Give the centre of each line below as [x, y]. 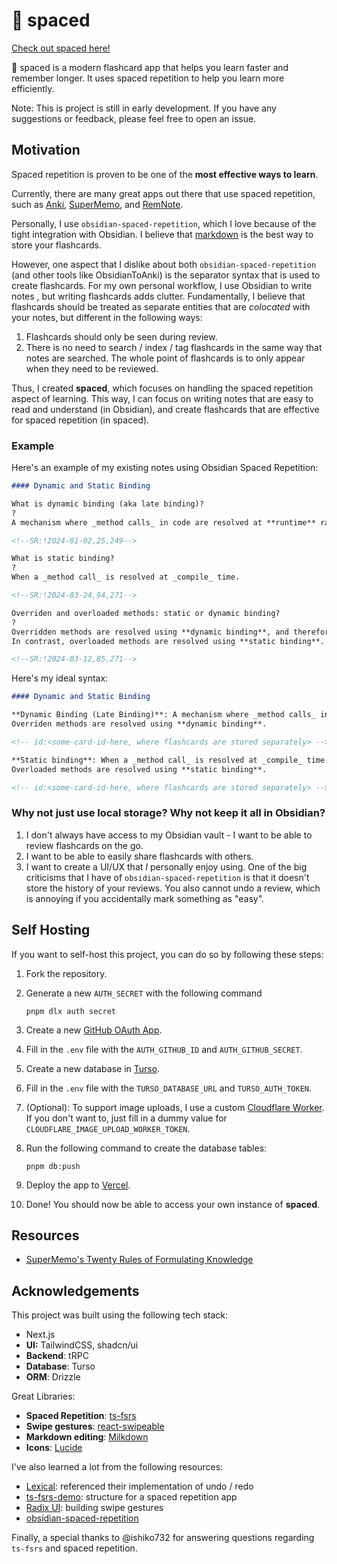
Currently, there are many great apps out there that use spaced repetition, [163, 193]
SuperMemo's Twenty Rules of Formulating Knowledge [139, 1260]
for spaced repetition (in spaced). [80, 420]
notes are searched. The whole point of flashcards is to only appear [165, 358]
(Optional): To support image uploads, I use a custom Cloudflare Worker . [175, 1107]
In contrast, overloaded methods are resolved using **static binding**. [168, 641]
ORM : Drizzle [53, 1377]
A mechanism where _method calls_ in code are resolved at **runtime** [163, 522]
